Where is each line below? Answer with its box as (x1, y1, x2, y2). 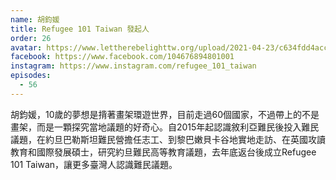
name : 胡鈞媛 (10, 14, 60, 25)
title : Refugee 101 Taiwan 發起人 (10, 24, 150, 34)
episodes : (10, 71, 52, 81)
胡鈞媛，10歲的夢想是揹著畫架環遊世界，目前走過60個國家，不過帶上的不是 (10, 108, 320, 120)
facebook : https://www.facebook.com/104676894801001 (10, 52, 235, 62)
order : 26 (10, 33, 52, 43)
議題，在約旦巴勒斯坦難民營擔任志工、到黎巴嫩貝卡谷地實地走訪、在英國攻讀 (10, 133, 326, 145)
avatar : (10, 42, 43, 53)
